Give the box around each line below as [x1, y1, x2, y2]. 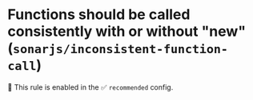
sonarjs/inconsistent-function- [12, 42, 229, 57]
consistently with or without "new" [7, 22, 246, 40]
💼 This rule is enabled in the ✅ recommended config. [7, 82, 174, 92]
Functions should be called [7, 6, 191, 24]
